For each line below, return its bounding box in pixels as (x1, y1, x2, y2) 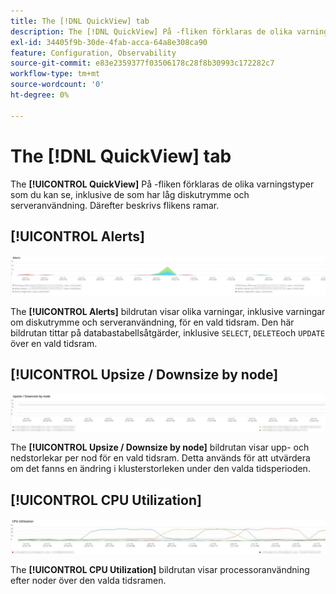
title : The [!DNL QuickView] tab (10, 16, 150, 26)
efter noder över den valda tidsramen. (10, 575, 167, 587)
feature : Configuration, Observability (10, 48, 177, 58)
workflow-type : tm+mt (10, 69, 101, 79)
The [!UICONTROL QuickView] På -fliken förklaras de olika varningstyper (10, 178, 315, 190)
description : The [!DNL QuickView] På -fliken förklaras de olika (10, 26, 293, 37)
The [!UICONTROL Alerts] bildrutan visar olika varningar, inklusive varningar (10, 305, 326, 317)
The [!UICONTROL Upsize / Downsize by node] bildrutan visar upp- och (10, 441, 310, 454)
